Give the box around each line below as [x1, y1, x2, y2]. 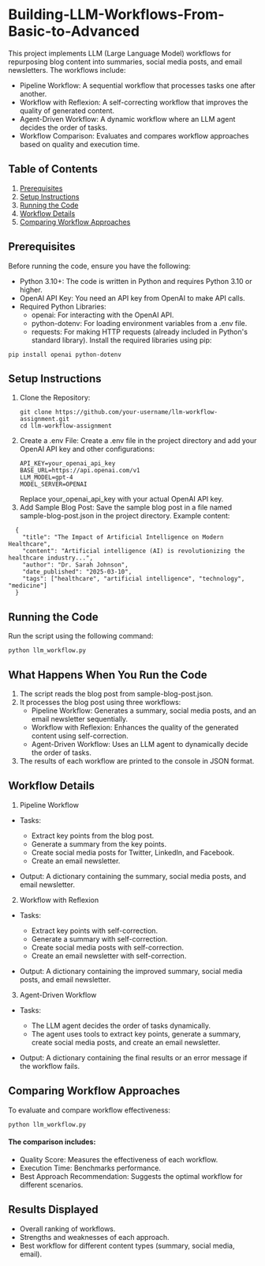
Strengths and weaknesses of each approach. [19, 1232, 170, 1241]
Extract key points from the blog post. [31, 831, 155, 840]
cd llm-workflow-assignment [19, 422, 112, 430]
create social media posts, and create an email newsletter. [31, 1037, 221, 1047]
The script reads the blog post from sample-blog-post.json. [19, 689, 214, 698]
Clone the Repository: [19, 393, 91, 403]
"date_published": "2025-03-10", [22, 568, 132, 576]
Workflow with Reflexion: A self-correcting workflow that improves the [19, 97, 248, 107]
